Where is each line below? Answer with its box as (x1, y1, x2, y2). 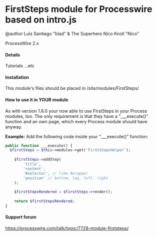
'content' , (23, 166, 46, 171)
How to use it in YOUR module (5, 96, 68, 103)
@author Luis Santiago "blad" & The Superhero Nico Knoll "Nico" (5, 30, 139, 36)
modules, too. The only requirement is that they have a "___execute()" (5, 113, 148, 119)
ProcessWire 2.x (5, 40, 39, 46)
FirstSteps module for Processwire (5, 3, 152, 15)
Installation (5, 74, 29, 80)
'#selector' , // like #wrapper (23, 171, 88, 176)
